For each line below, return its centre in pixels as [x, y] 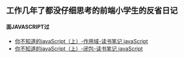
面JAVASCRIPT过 [28, 27]
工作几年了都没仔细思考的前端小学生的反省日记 [92, 11]
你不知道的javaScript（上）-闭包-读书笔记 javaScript [79, 49]
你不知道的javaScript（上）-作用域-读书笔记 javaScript [81, 41]
